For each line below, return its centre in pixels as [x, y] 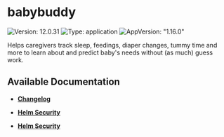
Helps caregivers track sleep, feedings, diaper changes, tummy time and [112, 45]
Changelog [34, 99]
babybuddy [41, 12]
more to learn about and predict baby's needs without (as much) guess [110, 52]
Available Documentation [64, 82]
